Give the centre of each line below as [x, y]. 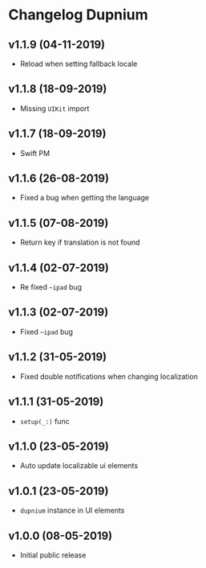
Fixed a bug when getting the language [85, 198]
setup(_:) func [44, 421]
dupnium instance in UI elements [72, 510]
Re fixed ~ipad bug [51, 287]
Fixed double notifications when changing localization [109, 377]
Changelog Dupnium [78, 15]
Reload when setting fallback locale [79, 64]
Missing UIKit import [55, 108]
